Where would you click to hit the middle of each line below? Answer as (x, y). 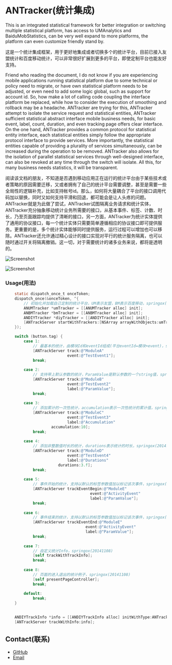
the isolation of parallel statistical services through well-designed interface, (85, 156)
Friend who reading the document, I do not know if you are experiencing (81, 75)
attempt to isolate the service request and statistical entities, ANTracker (81, 113)
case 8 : (32, 570)
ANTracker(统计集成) (50, 11)
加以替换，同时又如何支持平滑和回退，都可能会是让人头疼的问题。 (79, 197)
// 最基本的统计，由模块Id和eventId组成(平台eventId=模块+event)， (99, 346)
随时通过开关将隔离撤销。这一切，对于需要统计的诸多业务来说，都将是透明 (84, 242)
